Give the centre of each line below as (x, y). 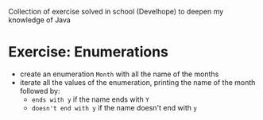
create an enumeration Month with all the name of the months (119, 74)
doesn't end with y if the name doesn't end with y (114, 107)
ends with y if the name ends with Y (90, 99)
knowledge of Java (40, 20)
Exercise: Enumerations (88, 52)
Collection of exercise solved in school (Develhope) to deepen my (116, 12)
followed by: (40, 91)
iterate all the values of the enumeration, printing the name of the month (137, 82)
